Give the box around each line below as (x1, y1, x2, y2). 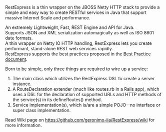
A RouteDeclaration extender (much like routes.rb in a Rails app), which (12, 86, 159, 92)
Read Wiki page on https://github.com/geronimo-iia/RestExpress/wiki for (5, 117, 155, 123)
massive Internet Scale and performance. (5, 15, 90, 20)
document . (5, 56, 27, 62)
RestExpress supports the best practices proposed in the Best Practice (5, 51, 151, 57)
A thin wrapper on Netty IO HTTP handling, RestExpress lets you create (5, 40, 152, 46)
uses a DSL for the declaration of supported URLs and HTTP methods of (12, 92, 161, 97)
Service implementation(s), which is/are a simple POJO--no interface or (12, 102, 161, 108)
